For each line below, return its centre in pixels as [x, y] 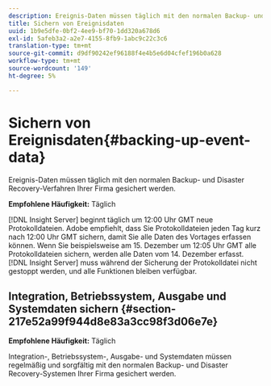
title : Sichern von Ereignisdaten [67, 23]
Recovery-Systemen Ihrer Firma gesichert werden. [92, 374]
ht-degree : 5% [32, 76]
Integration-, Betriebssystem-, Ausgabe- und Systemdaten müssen [120, 357]
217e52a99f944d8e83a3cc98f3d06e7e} [113, 321]
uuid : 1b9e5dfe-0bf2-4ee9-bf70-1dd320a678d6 [84, 31]
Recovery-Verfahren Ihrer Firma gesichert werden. [92, 188]
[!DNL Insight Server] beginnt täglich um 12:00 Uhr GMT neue [111, 220]
